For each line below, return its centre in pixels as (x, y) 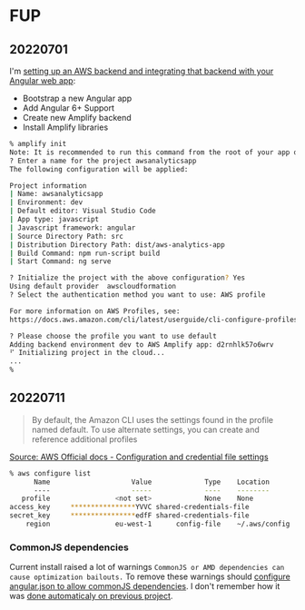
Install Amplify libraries (65, 127)
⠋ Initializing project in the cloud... (87, 353)
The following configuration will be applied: (99, 169)
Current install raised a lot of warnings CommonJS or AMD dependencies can (147, 567)
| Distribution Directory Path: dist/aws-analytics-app (117, 245)
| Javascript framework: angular (73, 228)
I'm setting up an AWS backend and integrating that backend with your (142, 71)
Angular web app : (43, 81)
